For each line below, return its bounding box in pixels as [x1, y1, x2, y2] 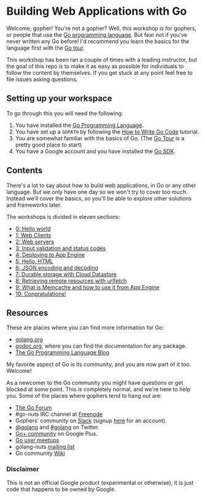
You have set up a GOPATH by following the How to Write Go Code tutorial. [15, 128, 199, 135]
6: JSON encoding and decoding [15, 264, 98, 271]
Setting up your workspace [6, 93, 112, 104]
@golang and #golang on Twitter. [15, 424, 100, 431]
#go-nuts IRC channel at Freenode [15, 411, 103, 418]
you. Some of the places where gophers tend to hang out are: [6, 392, 162, 400]
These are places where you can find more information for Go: [6, 324, 164, 332]
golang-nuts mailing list [15, 443, 75, 451]
